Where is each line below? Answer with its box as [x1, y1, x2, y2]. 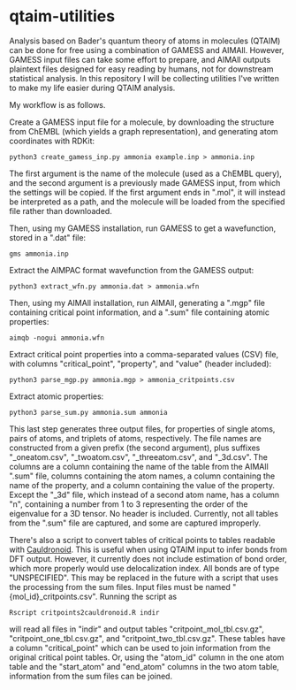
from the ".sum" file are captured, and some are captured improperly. [9, 517, 262, 528]
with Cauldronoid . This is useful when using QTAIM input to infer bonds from [9, 544, 288, 555]
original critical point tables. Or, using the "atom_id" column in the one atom [9, 652, 285, 663]
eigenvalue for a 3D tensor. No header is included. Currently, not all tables [9, 508, 278, 518]
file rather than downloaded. [9, 205, 112, 216]
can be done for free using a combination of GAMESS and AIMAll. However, [9, 44, 285, 55]
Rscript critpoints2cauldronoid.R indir [9, 608, 161, 617]
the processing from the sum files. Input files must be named [9, 581, 231, 592]
